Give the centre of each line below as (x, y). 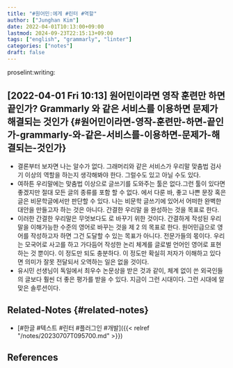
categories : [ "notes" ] (40, 46)
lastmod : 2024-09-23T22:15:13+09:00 (60, 33)
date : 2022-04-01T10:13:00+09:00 (56, 26)
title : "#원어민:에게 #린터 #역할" (52, 14)
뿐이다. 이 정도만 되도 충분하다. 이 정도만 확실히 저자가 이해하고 (123, 253)
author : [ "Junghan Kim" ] (43, 20)
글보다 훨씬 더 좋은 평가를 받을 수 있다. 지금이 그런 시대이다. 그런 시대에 (121, 279)
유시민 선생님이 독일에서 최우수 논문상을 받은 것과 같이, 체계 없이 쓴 (108, 270)
